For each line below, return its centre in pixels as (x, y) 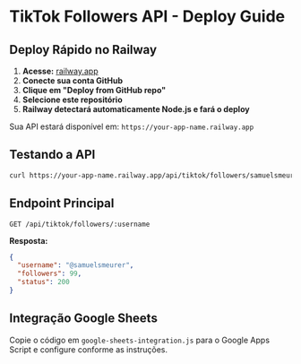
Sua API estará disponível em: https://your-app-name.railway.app (132, 126)
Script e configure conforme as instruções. (89, 349)
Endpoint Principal (62, 204)
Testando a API (52, 155)
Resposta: (29, 240)
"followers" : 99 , (50, 274)
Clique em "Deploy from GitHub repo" (94, 90)
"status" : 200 (43, 282)
